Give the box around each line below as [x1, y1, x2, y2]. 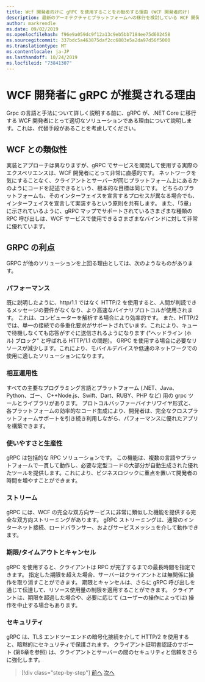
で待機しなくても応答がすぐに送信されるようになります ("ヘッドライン [6, 329, 183, 337]
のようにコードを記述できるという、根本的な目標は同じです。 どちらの [6, 184, 184, 192]
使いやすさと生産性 [6, 439, 63, 447]
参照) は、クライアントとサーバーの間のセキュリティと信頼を [34, 648, 187, 656]
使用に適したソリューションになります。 [6, 352, 108, 360]
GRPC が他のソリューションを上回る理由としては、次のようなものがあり [6, 260, 188, 267]
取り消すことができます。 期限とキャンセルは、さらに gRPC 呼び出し [16, 578, 190, 586]
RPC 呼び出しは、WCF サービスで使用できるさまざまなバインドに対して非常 [6, 215, 198, 223]
